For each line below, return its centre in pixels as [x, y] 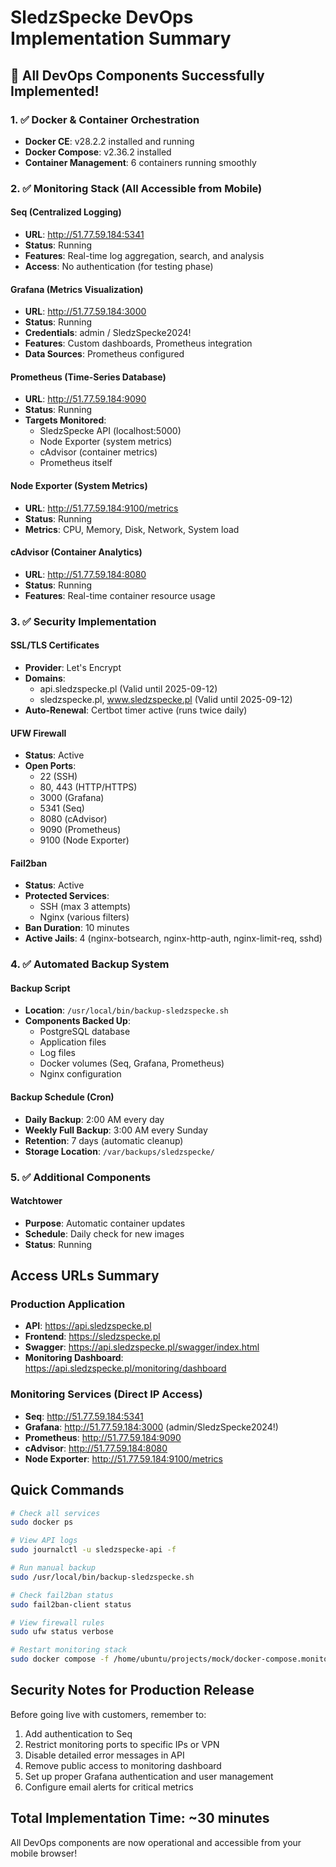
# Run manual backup [53, 1568]
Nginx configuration [80, 1074]
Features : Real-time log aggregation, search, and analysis [144, 255]
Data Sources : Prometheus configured [104, 354]
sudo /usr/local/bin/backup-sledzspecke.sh [102, 1577]
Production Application [68, 1304]
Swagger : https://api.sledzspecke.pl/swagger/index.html [142, 1347]
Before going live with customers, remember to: [108, 1714]
